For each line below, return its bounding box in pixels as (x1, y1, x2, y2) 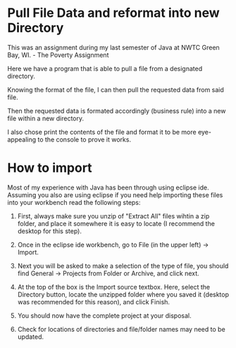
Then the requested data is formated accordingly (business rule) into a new (7, 106, 226, 115)
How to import (7, 160, 93, 176)
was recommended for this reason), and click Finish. (17, 297, 170, 306)
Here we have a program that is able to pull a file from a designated (7, 64, 203, 73)
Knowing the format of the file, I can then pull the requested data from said (7, 85, 224, 94)
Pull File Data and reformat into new (7, 5, 220, 21)
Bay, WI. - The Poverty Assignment (7, 51, 109, 59)
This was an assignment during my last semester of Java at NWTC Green (7, 43, 220, 51)
